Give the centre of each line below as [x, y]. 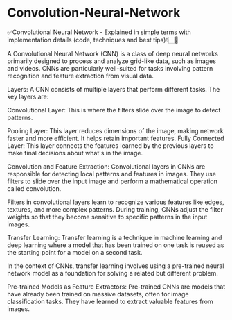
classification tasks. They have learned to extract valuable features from [110, 301]
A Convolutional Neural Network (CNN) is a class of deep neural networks [113, 53]
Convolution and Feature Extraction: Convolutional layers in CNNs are [106, 166]
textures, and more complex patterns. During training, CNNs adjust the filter [115, 209]
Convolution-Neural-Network [94, 13]
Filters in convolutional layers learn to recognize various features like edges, [116, 202]
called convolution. [34, 188]
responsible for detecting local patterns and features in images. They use [112, 174]
